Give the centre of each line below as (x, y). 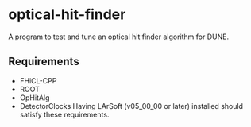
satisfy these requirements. (64, 114)
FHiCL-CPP (38, 80)
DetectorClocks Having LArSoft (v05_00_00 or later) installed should (131, 106)
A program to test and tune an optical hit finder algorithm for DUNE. (118, 37)
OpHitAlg (35, 98)
